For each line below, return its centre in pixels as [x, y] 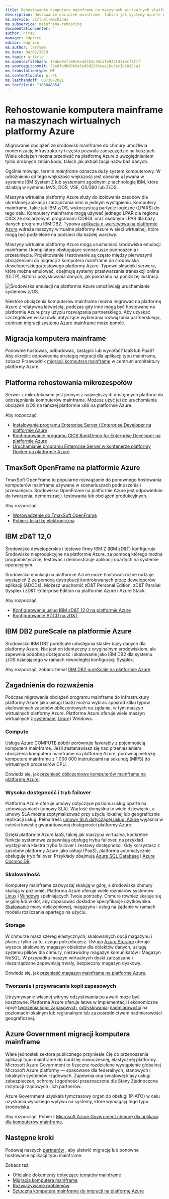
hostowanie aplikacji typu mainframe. [44, 1155]
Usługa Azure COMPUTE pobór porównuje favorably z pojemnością [75, 743]
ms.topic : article [24, 57]
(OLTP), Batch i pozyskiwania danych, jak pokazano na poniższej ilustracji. [82, 276]
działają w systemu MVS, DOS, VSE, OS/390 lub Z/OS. [62, 187]
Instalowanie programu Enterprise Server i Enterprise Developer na [82, 425]
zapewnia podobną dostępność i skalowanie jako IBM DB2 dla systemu [79, 654]
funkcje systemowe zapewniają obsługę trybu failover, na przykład [74, 840]
